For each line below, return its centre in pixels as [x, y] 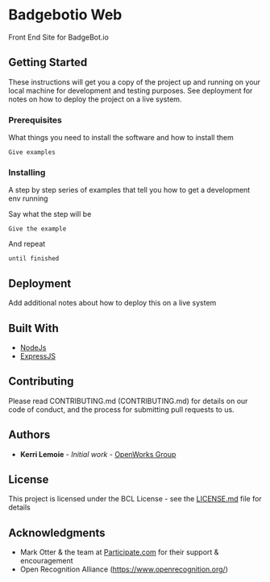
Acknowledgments [57, 532]
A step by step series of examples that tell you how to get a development [129, 190]
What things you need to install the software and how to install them [121, 138]
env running [28, 198]
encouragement [47, 561]
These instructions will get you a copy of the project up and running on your [134, 81]
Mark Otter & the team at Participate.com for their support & [119, 552]
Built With [33, 328]
